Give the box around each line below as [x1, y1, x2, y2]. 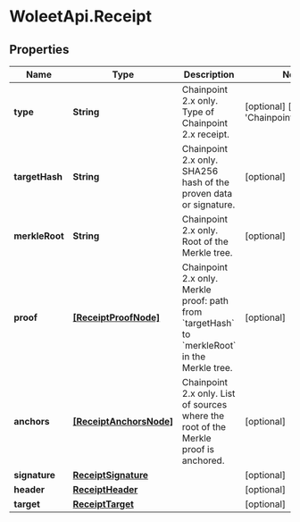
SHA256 [181, 165, 219, 177]
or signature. [181, 198, 236, 211]
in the [181, 350, 206, 363]
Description [183, 69, 235, 80]
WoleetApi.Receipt [9, 6, 152, 27]
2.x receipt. [181, 128, 230, 140]
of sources [181, 399, 228, 410]
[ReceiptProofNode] [72, 311, 161, 324]
